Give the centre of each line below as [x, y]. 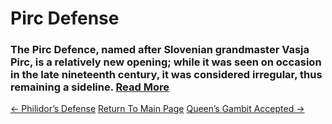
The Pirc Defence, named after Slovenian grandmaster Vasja [160, 50]
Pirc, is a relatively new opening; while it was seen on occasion [166, 62]
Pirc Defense [65, 18]
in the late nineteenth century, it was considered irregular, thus [166, 75]
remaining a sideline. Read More [90, 87]
